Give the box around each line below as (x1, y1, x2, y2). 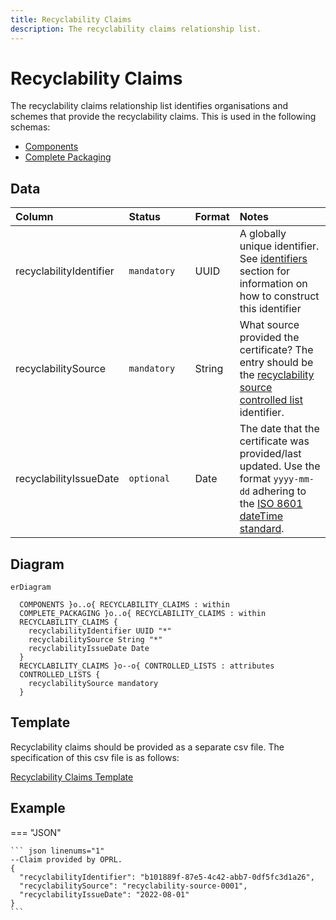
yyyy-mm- (273, 474, 315, 485)
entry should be (239, 356, 314, 370)
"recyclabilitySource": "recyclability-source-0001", (19, 881, 248, 891)
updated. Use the (239, 459, 321, 473)
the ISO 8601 (239, 497, 303, 511)
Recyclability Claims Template (10, 771, 134, 783)
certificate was (239, 434, 310, 448)
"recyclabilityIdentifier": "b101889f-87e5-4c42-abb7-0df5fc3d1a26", (19, 872, 315, 882)
